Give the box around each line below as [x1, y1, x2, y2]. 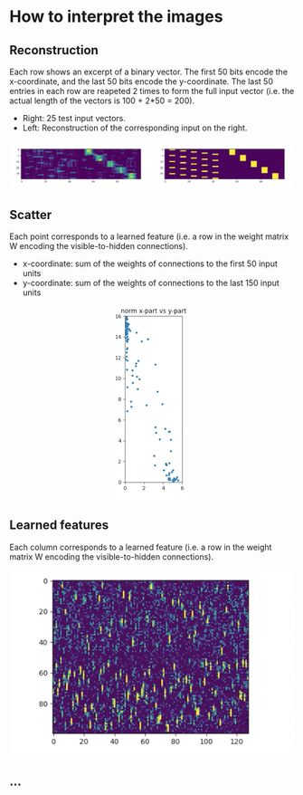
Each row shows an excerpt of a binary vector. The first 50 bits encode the [9, 66, 288, 77]
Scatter [9, 206, 52, 223]
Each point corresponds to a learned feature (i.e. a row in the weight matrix [9, 231, 289, 242]
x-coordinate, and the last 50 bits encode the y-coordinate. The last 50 [9, 76, 274, 87]
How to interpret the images [9, 6, 223, 27]
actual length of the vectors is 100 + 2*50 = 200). [9, 95, 195, 106]
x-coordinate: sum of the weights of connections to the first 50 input [22, 258, 279, 269]
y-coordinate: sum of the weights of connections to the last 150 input [22, 277, 280, 288]
